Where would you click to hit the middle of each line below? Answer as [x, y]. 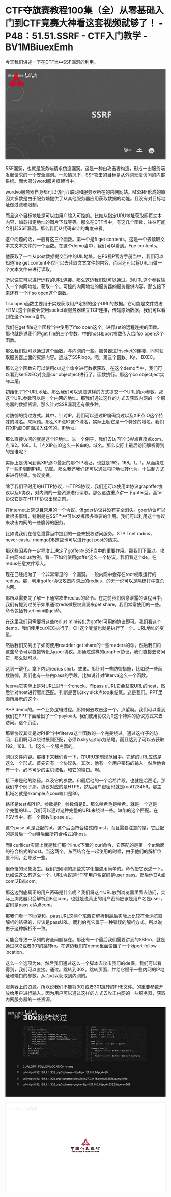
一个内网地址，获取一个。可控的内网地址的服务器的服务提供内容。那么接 [85, 286]
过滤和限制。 [27, 205]
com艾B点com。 [23, 881]
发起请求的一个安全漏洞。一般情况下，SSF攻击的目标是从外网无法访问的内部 [85, 175]
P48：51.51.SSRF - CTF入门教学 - [76, 36]
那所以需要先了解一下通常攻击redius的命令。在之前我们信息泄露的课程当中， [85, 598]
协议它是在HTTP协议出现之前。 [38, 499]
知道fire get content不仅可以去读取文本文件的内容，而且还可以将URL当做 [81, 263]
